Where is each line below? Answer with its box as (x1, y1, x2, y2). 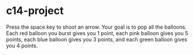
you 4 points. (6, 42, 38, 49)
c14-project (6, 4, 64, 18)
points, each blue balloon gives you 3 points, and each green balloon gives (6, 36, 188, 43)
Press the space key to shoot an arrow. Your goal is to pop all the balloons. (6, 23, 187, 30)
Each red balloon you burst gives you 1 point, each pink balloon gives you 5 (6, 29, 189, 36)
